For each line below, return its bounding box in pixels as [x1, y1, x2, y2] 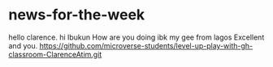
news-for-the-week [8, 6, 145, 24]
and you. [8, 40, 38, 50]
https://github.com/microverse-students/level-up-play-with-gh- [39, 40, 253, 50]
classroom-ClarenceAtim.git [8, 49, 102, 59]
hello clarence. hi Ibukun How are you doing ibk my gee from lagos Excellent [8, 32, 265, 42]
